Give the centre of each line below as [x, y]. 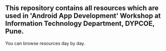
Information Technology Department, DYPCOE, [80, 24]
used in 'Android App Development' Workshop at [83, 16]
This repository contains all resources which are [82, 8]
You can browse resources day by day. [45, 43]
